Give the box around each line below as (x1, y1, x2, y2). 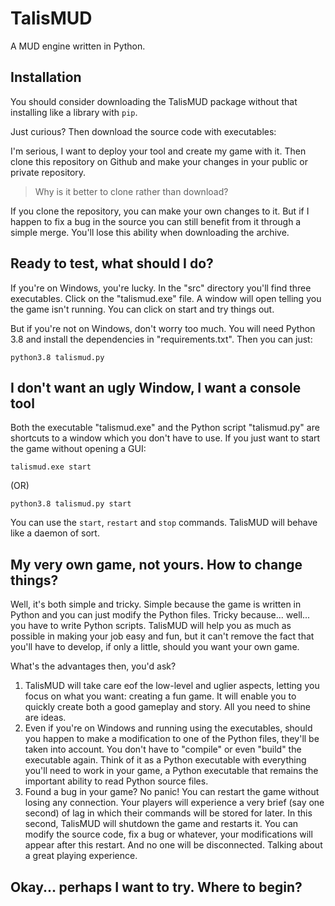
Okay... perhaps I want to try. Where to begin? (10, 878, 303, 896)
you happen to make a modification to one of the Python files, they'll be (24, 733, 320, 745)
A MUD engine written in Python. (10, 40, 146, 52)
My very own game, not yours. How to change (10, 556, 303, 573)
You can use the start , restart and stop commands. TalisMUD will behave (10, 517, 318, 529)
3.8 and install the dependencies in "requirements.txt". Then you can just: (10, 333, 313, 345)
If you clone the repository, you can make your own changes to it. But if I (10, 205, 310, 217)
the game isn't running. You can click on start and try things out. (10, 303, 275, 315)
